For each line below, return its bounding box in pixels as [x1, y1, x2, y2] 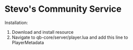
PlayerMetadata [11, 39, 44, 45]
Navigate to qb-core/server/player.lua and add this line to [11, 34, 129, 40]
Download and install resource [11, 29, 74, 35]
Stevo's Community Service [4, 3, 122, 15]
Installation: [4, 20, 28, 25]
